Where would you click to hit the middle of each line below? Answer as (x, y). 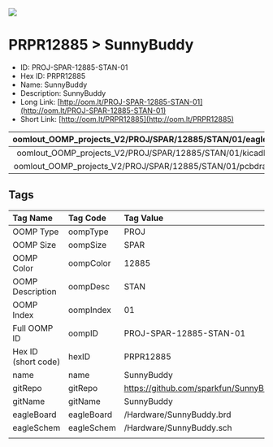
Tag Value (144, 218)
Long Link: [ (40, 102)
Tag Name (32, 218)
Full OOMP (33, 328)
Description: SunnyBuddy (63, 93)
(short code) (37, 362)
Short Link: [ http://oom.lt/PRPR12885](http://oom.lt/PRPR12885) (127, 119)
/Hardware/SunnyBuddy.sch (178, 427)
